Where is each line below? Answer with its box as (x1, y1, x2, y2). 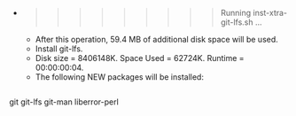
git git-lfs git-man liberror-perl (9, 97, 120, 107)
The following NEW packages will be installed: (35, 72, 204, 82)
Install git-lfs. (35, 43, 83, 54)
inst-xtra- (252, 8, 288, 18)
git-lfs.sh (220, 17, 254, 27)
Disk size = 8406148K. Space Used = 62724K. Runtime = (35, 53, 245, 63)
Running (220, 8, 252, 18)
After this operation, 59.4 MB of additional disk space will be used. (35, 35, 279, 44)
